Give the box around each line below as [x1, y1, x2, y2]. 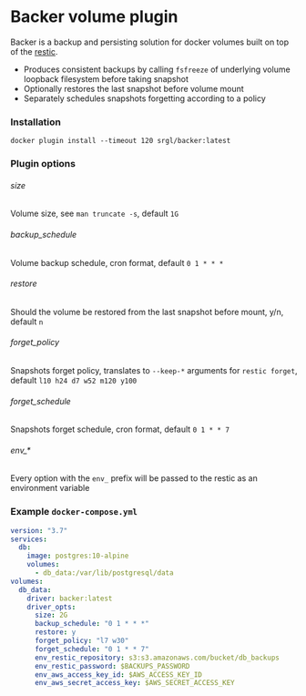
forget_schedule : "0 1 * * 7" [34, 644, 149, 653]
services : [10, 535, 48, 544]
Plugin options [10, 158, 76, 170]
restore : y [34, 628, 76, 637]
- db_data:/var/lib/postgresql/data [34, 568, 174, 578]
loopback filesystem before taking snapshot [23, 73, 189, 84]
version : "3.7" [10, 526, 68, 535]
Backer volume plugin [10, 6, 178, 27]
